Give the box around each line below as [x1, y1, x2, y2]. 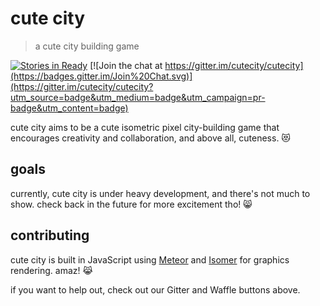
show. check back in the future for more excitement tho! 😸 [10, 198, 253, 210]
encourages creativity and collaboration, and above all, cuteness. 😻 [10, 132, 291, 144]
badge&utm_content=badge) [10, 102, 129, 114]
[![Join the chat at [89, 59, 163, 71]
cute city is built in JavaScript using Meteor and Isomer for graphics [10, 253, 290, 266]
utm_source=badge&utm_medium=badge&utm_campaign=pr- [10, 91, 266, 103]
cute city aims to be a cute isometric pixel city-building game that [10, 121, 280, 133]
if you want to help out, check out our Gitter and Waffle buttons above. [10, 283, 301, 296]
